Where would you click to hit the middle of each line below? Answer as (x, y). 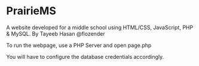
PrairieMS (31, 11)
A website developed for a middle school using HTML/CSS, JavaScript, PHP (99, 27)
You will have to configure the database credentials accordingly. (85, 56)
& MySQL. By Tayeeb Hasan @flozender (56, 33)
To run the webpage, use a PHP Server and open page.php (79, 45)
